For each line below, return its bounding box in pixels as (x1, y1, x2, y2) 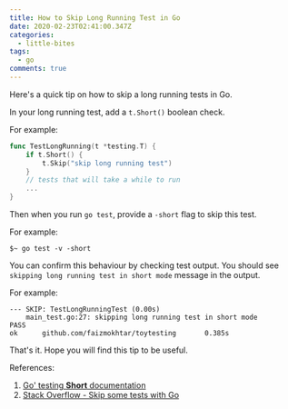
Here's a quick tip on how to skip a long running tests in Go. (9, 88, 233, 100)
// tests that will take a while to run (25, 175, 181, 185)
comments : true (9, 65, 67, 74)
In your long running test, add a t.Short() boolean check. (9, 106, 225, 117)
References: (9, 363, 55, 373)
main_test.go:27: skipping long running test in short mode (25, 313, 258, 322)
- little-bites (17, 38, 75, 48)
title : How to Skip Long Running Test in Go (9, 13, 181, 23)
